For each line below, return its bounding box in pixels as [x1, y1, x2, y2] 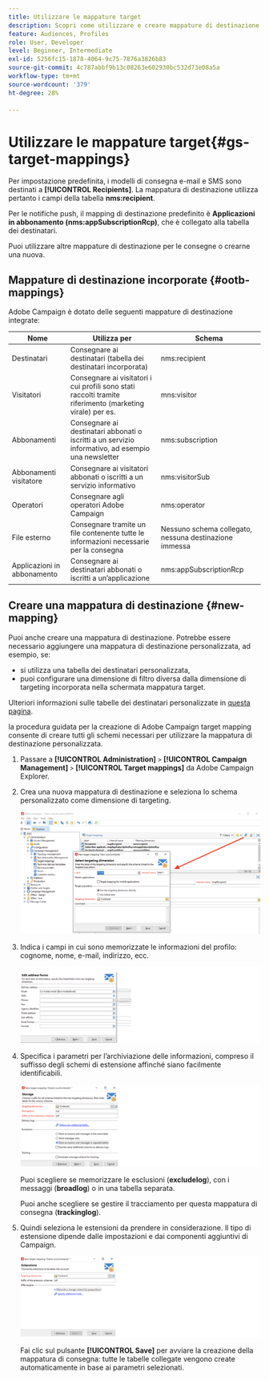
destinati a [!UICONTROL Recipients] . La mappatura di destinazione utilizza [8, 185, 259, 195]
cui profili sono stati [70, 381, 135, 392]
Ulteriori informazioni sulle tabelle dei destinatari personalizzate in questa [8, 698, 251, 707]
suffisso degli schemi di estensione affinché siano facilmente [19, 1060, 222, 1069]
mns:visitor [160, 390, 198, 400]
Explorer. [19, 771, 50, 781]
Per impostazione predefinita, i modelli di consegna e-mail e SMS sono [8, 176, 243, 186]
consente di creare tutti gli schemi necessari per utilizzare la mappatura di [8, 730, 253, 740]
